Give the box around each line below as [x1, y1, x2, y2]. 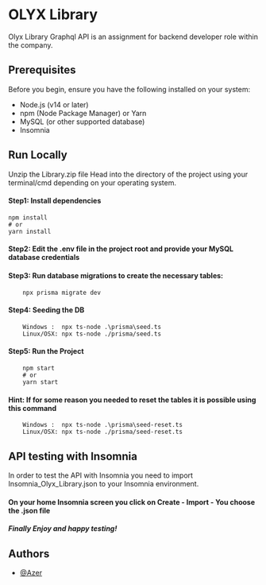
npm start [22, 364, 56, 372]
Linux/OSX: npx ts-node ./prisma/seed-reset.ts [22, 428, 183, 436]
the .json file [8, 506, 51, 515]
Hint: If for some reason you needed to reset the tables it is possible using [8, 395, 256, 405]
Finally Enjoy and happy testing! [8, 524, 118, 533]
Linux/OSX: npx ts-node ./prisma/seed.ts [22, 330, 161, 338]
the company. [8, 40, 53, 49]
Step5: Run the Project [8, 347, 85, 356]
